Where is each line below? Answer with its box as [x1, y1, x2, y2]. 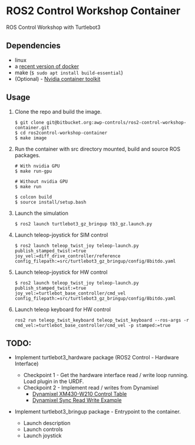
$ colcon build [14, 194, 52, 200]
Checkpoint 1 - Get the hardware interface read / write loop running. [23, 372, 189, 379]
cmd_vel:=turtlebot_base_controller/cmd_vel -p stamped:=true [14, 322, 171, 328]
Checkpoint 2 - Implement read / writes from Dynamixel [23, 384, 159, 391]
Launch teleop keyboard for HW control [14, 306, 111, 313]
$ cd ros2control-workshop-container [14, 130, 108, 136]
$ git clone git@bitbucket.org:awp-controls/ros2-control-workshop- [14, 119, 187, 125]
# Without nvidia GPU [14, 178, 68, 184]
